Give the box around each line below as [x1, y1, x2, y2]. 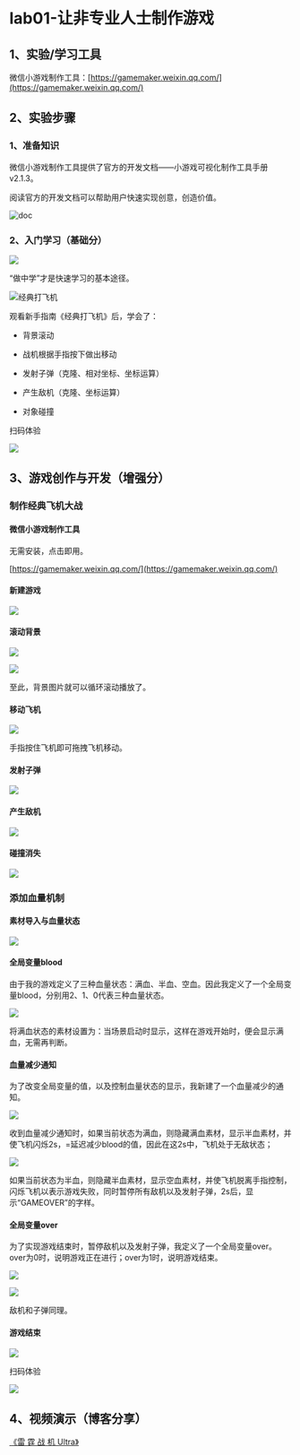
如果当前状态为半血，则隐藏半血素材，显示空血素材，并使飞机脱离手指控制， [9, 1175, 292, 1186]
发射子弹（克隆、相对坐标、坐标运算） [21, 368, 164, 378]
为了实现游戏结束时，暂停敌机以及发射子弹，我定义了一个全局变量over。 [9, 1241, 278, 1251]
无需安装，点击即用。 [9, 545, 88, 556]
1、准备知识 [9, 140, 60, 152]
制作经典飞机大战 [9, 499, 83, 512]
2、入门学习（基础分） [9, 234, 107, 247]
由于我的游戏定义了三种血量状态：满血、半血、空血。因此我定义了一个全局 [9, 979, 284, 990]
